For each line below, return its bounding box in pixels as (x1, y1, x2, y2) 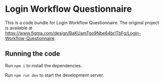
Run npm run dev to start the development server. (5, 72, 104, 78)
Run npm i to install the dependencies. (5, 62, 82, 68)
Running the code (5, 50, 60, 58)
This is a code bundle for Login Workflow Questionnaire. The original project (5, 20, 159, 26)
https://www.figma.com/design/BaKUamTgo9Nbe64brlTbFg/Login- (5, 30, 141, 36)
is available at (5, 25, 33, 30)
